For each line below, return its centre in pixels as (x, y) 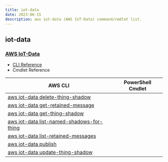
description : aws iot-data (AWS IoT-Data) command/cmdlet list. (73, 19)
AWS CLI (59, 86)
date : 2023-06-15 (23, 15)
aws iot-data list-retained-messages (52, 136)
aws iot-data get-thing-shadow (46, 113)
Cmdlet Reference (31, 70)
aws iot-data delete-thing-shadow (49, 97)
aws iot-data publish (32, 144)
